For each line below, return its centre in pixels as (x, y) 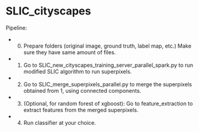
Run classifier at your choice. (60, 122)
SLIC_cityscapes (48, 11)
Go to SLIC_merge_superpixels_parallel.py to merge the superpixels (108, 84)
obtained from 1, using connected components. (82, 90)
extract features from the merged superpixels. (81, 110)
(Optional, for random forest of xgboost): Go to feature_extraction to (108, 103)
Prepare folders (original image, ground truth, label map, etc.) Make (107, 46)
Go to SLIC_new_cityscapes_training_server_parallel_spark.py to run (108, 65)
